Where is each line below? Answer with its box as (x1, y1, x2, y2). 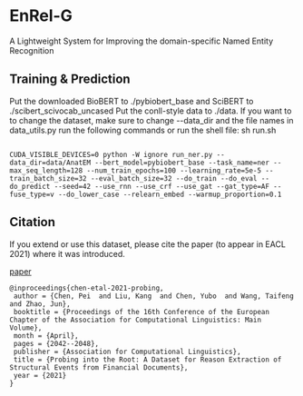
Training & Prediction (9, 72, 131, 87)
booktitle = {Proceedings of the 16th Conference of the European (13, 307, 270, 316)
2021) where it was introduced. (9, 248, 125, 259)
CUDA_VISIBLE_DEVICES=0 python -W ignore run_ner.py (9, 150, 213, 159)
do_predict (9, 182, 51, 191)
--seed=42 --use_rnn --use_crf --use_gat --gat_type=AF (54, 182, 270, 191)
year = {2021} (13, 371, 67, 380)
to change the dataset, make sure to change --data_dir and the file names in (9, 114, 294, 125)
